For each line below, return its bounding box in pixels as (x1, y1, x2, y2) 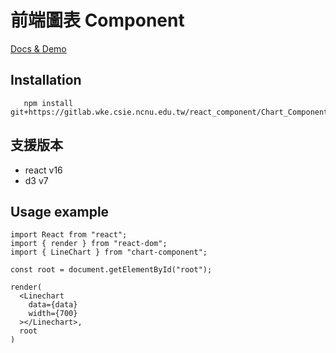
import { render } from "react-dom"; (10, 239, 168, 249)
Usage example (10, 203, 110, 220)
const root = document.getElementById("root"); (10, 265, 213, 275)
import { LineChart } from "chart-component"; (10, 247, 208, 258)
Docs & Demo (10, 42, 67, 55)
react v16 (24, 164, 63, 176)
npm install (23, 98, 74, 108)
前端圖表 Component (10, 9, 185, 32)
